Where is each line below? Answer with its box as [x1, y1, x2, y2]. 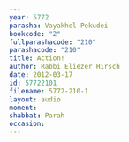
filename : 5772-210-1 [9, 86, 89, 95]
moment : [9, 103, 38, 112]
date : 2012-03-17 [9, 71, 73, 79]
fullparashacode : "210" [9, 37, 97, 47]
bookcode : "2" [9, 29, 62, 38]
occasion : [9, 120, 46, 129]
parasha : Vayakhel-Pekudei [9, 21, 109, 30]
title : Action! [9, 54, 65, 63]
